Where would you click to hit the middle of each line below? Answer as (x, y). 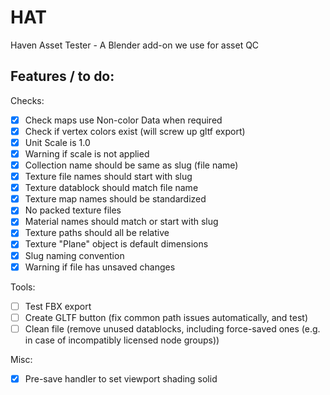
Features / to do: (62, 76)
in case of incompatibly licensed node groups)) (122, 340)
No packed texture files (73, 210)
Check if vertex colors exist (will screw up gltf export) (135, 131)
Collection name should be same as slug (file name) (131, 165)
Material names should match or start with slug (121, 222)
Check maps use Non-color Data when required (123, 120)
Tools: (23, 287)
